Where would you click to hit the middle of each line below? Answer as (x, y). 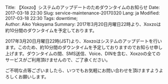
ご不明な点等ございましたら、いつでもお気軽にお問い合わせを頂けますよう (82, 70)
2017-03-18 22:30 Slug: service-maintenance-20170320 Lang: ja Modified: (82, 13)
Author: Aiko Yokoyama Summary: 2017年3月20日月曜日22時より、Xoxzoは (83, 24)
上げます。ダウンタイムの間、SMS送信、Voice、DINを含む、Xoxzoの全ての (83, 53)
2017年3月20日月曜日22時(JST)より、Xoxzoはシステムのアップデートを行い (83, 41)
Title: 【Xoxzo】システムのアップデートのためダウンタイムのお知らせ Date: (82, 7)
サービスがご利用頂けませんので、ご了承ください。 (58, 60)
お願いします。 (34, 77)
